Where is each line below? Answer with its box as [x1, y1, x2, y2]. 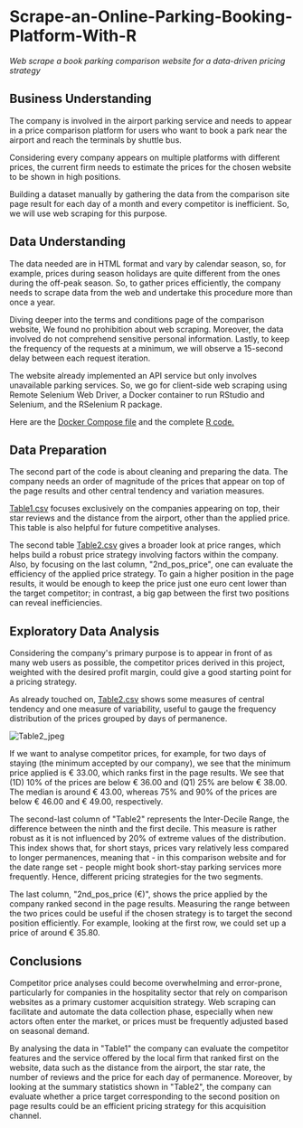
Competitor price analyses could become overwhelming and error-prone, [9, 978, 282, 988]
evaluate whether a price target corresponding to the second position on [9, 1091, 280, 1102]
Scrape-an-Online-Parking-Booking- [9, 6, 293, 27]
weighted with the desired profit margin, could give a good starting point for [9, 667, 292, 678]
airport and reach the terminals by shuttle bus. [9, 134, 183, 146]
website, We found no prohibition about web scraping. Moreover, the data [9, 324, 284, 334]
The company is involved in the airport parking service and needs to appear [9, 115, 292, 126]
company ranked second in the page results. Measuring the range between [9, 898, 290, 909]
